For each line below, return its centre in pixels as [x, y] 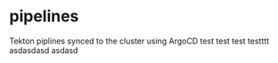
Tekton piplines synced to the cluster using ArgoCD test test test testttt [139, 41]
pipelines [44, 16]
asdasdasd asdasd [44, 50]
